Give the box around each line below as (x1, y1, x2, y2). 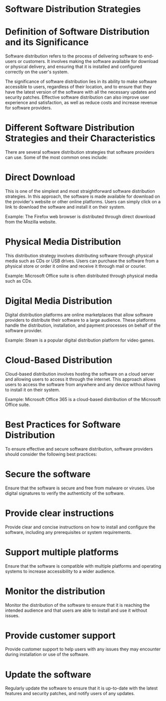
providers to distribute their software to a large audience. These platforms (5, 317, 156, 323)
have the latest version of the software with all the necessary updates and (5, 89, 156, 95)
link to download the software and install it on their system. (5, 204, 125, 210)
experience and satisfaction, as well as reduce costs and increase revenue (5, 100, 158, 106)
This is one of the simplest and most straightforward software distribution (5, 188, 155, 194)
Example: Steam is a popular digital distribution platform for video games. (5, 337, 155, 343)
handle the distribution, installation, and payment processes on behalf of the (5, 322, 161, 328)
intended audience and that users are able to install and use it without (5, 607, 147, 613)
